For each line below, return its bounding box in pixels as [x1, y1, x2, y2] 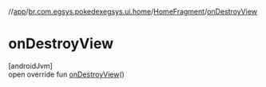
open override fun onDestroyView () [8, 69, 125, 79]
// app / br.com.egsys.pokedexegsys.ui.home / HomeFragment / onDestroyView [8, 7, 258, 16]
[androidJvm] [8, 61, 54, 70]
